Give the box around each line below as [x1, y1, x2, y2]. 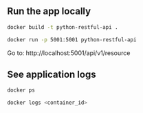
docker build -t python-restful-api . [7, 23, 118, 30]
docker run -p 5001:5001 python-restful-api [7, 36, 137, 43]
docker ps [7, 87, 36, 94]
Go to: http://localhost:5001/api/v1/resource [7, 48, 131, 57]
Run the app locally [7, 6, 91, 17]
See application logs [7, 68, 96, 80]
